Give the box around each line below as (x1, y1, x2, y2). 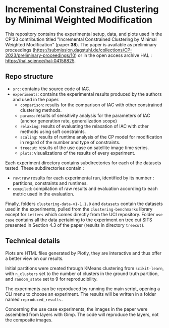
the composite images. (5, 316, 53, 323)
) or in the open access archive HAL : (75, 52, 152, 58)
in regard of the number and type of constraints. (20, 139, 121, 145)
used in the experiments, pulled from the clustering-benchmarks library (5, 206, 153, 212)
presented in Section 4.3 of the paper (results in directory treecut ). (5, 222, 145, 228)
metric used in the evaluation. (12, 190, 75, 197)
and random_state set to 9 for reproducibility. (5, 276, 98, 282)
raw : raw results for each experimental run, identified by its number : (12, 175, 154, 181)
